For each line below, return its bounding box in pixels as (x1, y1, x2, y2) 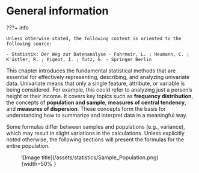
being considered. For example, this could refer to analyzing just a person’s (6, 86, 192, 93)
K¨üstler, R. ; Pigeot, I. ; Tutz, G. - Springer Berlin (6, 56, 152, 62)
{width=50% (21, 160, 53, 167)
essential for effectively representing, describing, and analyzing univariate (6, 73, 190, 80)
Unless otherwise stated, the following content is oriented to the (6, 35, 182, 41)
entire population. (6, 142, 50, 149)
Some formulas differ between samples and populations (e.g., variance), (6, 123, 185, 130)
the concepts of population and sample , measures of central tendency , (6, 99, 186, 106)
